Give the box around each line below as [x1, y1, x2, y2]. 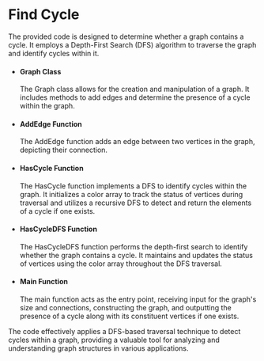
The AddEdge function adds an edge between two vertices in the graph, [19, 137, 255, 146]
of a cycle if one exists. [19, 206, 96, 215]
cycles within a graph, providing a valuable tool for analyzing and [8, 335, 220, 344]
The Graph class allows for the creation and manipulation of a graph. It [19, 85, 250, 94]
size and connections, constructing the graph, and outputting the [19, 302, 232, 312]
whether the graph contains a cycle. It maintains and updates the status [19, 250, 253, 260]
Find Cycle [8, 6, 80, 24]
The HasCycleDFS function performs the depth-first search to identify [19, 241, 248, 251]
